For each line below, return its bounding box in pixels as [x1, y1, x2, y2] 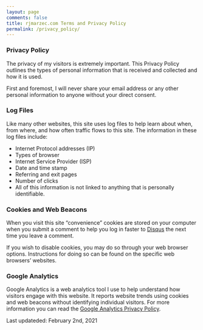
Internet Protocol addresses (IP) [15, 144, 95, 152]
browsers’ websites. [6, 257, 57, 264]
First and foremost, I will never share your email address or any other [6, 85, 179, 92]
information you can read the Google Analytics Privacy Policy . [6, 305, 161, 312]
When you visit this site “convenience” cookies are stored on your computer [6, 219, 196, 226]
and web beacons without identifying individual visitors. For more [6, 299, 170, 306]
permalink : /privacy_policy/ [6, 26, 80, 32]
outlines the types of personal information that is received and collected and [6, 66, 198, 74]
